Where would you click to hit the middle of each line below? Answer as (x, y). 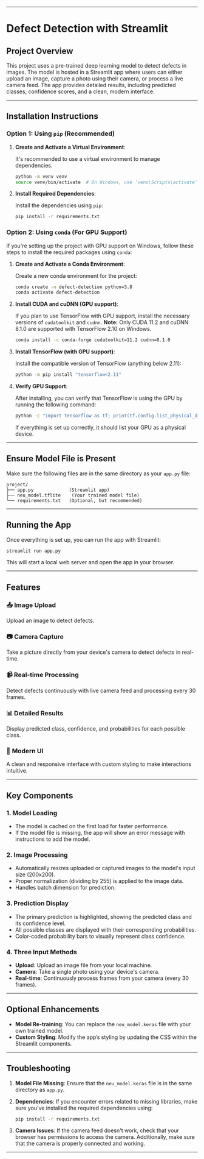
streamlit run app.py (34, 551)
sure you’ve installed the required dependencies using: (84, 1108)
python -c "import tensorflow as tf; (63, 416)
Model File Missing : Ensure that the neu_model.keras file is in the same (104, 1083)
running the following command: (56, 405)
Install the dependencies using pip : (59, 205)
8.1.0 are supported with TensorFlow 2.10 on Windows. (83, 329)
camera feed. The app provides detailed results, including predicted (91, 85)
